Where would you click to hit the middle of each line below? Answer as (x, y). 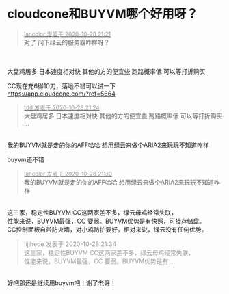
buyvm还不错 (26, 159)
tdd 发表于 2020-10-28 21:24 (62, 107)
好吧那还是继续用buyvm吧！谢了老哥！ (62, 283)
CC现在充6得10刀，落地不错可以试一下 (62, 85)
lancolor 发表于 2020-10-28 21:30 (68, 174)
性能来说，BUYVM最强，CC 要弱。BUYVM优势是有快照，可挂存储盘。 (106, 221)
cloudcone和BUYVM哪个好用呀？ (103, 14)
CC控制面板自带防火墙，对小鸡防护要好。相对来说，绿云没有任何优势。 (107, 229)
